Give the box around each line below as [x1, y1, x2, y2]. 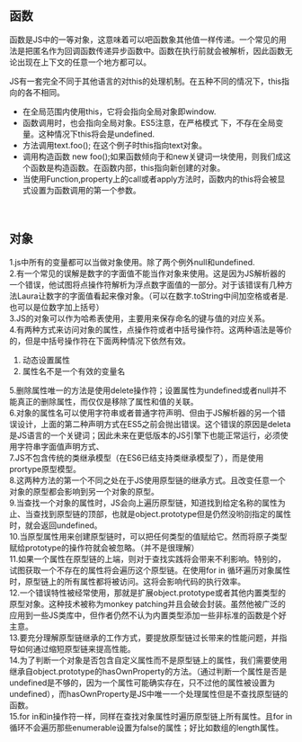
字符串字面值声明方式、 [16, 441, 104, 451]
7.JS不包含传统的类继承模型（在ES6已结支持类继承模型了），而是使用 [9, 452, 264, 463]
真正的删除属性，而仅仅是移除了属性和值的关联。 [16, 396, 199, 407]
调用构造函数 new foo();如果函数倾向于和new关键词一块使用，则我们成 [22, 151, 283, 162]
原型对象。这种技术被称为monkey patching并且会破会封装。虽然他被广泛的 [9, 598, 286, 609]
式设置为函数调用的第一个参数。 [22, 184, 141, 195]
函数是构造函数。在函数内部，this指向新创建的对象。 [30, 162, 226, 173]
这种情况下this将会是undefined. [38, 129, 155, 139]
